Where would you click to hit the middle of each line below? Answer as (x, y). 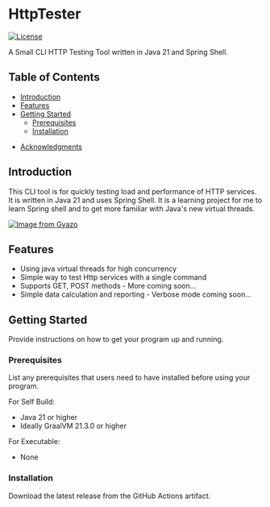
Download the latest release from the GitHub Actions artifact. (110, 496)
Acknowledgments (51, 147)
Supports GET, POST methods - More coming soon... (108, 286)
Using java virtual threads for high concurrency (98, 269)
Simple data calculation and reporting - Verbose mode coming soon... (136, 294)
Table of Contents (54, 77)
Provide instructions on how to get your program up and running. (116, 339)
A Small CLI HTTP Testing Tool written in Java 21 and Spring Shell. (118, 52)
